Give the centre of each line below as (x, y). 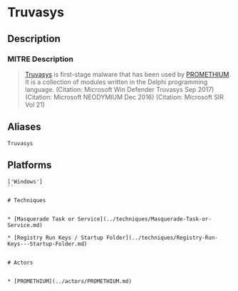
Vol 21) (35, 105)
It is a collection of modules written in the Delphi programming (116, 82)
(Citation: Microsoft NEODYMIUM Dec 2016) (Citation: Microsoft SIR (124, 97)
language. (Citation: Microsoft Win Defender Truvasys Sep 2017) (119, 89)
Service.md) (25, 225)
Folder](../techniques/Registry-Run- (162, 238)
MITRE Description (40, 59)
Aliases (24, 127)
